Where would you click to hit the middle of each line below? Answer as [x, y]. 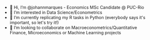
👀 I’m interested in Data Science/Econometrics [56, 12]
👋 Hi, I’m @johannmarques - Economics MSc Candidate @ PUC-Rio [77, 7]
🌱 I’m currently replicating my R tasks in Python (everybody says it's [77, 17]
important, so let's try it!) [34, 22]
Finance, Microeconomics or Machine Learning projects [65, 33]
